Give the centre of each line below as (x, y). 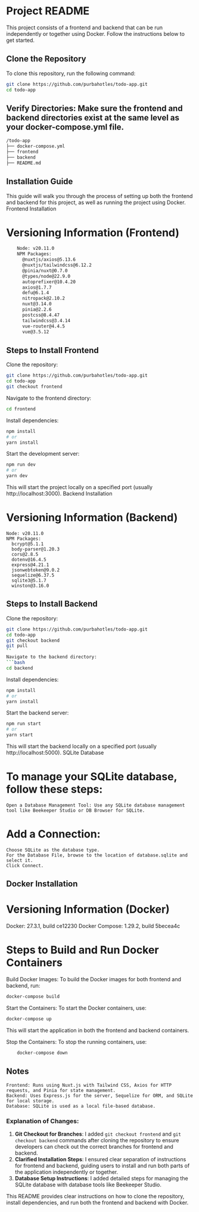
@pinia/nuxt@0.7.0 (45, 270)
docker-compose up (29, 1019)
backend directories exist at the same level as (93, 118)
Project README (48, 11)
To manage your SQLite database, (92, 777)
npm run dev (21, 465)
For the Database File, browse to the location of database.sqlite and (97, 855)
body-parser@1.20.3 (36, 549)
